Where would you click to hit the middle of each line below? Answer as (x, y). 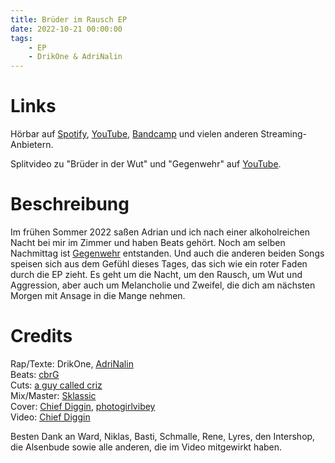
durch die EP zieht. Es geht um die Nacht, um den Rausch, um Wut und (156, 274)
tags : (21, 38)
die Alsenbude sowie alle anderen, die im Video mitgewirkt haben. (146, 447)
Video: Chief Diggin (50, 417)
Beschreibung (70, 204)
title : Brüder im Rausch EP (69, 19)
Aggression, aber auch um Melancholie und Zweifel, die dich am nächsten (163, 285)
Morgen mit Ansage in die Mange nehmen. (98, 295)
